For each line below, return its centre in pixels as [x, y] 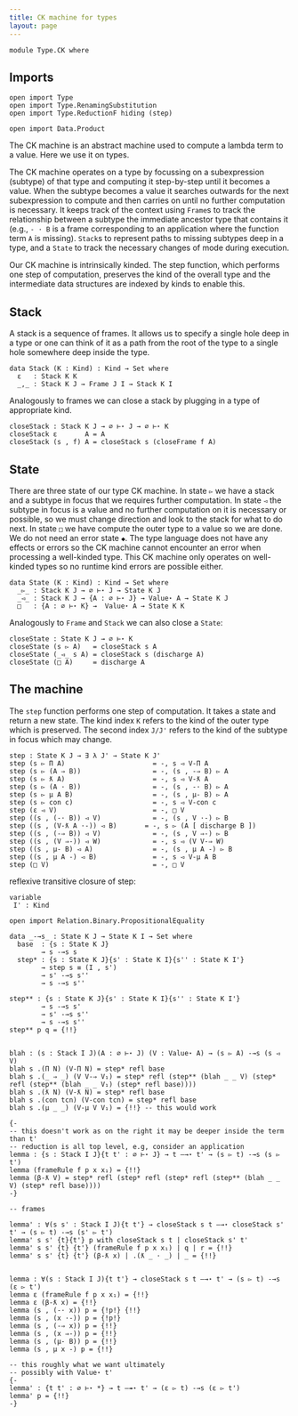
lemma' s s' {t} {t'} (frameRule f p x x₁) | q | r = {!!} [121, 1248]
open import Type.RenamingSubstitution [83, 106]
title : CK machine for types [63, 17]
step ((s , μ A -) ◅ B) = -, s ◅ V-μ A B [113, 857]
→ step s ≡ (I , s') [79, 967]
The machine [46, 689]
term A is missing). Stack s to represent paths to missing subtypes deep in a [147, 239]
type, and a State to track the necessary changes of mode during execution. [149, 248]
